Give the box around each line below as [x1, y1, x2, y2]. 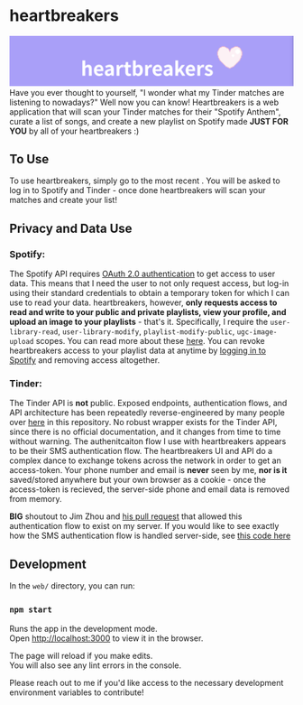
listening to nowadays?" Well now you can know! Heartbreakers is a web [9, 97, 280, 107]
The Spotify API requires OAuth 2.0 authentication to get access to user [9, 268, 276, 280]
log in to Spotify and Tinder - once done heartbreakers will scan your [9, 185, 266, 196]
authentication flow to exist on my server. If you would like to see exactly [9, 521, 280, 532]
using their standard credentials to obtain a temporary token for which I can [9, 288, 290, 299]
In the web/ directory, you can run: [9, 580, 135, 591]
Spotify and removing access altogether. [9, 355, 161, 366]
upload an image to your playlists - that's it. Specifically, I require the [9, 317, 269, 328]
